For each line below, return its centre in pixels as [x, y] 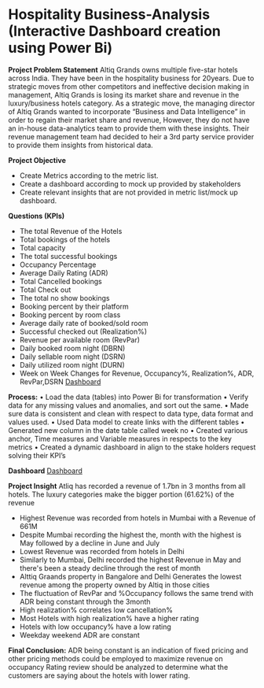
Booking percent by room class [70, 314]
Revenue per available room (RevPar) [79, 339]
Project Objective [37, 160]
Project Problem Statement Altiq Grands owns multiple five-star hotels [123, 69]
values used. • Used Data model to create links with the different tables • [126, 422]
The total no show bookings [64, 298]
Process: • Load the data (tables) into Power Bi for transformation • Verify [128, 397]
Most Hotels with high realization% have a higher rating [109, 618]
